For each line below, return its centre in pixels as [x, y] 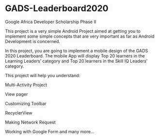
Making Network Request [30, 122]
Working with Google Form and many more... [50, 131]
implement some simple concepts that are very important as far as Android [80, 36]
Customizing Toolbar [26, 103]
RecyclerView [19, 113]
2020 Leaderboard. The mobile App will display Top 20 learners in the [75, 56]
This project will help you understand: [43, 75]
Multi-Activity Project [26, 84]
